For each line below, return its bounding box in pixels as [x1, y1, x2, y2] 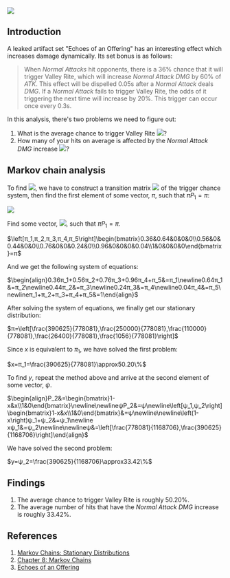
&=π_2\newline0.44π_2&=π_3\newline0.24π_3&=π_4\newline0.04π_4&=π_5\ [7, 283, 221, 292]
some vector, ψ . [7, 381, 53, 389]
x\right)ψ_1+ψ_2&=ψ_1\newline [7, 416, 94, 425]
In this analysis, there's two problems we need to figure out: [7, 115, 176, 123]
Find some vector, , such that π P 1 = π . [7, 220, 121, 230]
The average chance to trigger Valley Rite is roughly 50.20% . [16, 495, 190, 504]
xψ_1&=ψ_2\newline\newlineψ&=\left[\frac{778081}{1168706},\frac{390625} [7, 423, 222, 432]
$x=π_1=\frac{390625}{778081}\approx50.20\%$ [7, 361, 147, 369]
